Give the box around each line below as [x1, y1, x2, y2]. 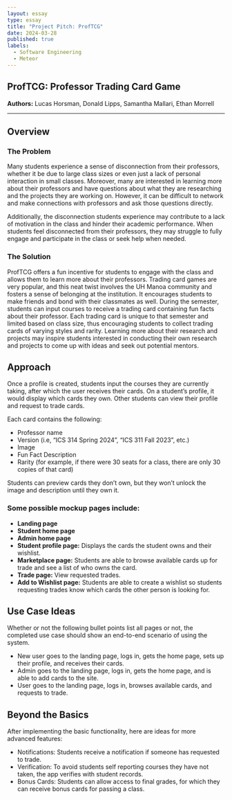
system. [7, 639, 30, 647]
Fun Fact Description [17, 451, 77, 459]
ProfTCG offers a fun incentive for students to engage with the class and [7, 267, 214, 276]
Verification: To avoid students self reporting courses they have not [17, 763, 209, 771]
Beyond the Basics [7, 709, 89, 720]
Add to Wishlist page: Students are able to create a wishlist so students [17, 578, 222, 586]
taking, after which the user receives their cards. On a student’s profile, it [7, 387, 215, 395]
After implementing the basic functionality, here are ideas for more [7, 727, 197, 736]
